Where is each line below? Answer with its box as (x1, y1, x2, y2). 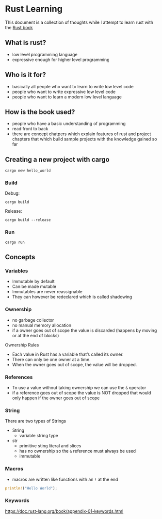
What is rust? (5, 39, 46, 47)
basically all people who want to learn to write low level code (12, 83, 134, 89)
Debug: (5, 190, 20, 196)
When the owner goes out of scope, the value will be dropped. (12, 362, 137, 367)
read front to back (12, 126, 49, 132)
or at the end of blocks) (12, 332, 59, 338)
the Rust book (5, 24, 33, 30)
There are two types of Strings (5, 418, 66, 424)
